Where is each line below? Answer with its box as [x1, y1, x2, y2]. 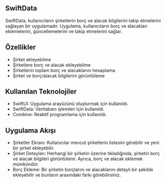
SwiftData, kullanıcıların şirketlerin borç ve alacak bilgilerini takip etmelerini [5, 17, 161, 23]
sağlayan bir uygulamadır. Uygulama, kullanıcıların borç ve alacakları [5, 23, 148, 29]
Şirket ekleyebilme [12, 56, 52, 62]
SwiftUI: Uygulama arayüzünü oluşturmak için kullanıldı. [12, 101, 129, 107]
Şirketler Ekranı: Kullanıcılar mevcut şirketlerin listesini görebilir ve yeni [12, 139, 159, 146]
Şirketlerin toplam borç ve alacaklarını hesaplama [12, 67, 115, 73]
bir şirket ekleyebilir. [12, 145, 55, 151]
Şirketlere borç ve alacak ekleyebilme [12, 62, 91, 68]
